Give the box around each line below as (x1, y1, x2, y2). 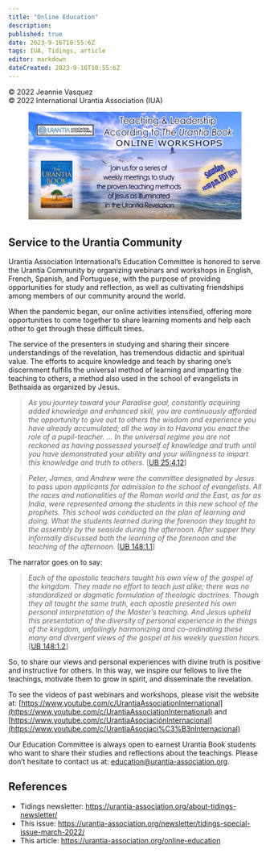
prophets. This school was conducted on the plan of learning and (27, 507, 246, 517)
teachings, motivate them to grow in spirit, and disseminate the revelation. (8, 674, 253, 684)
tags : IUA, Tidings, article (8, 47, 106, 56)
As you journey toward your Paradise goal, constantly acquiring (27, 398, 241, 408)
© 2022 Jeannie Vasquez (8, 87, 94, 97)
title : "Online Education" (8, 13, 99, 21)
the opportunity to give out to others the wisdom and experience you (27, 415, 256, 424)
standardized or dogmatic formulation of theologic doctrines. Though (27, 590, 260, 600)
